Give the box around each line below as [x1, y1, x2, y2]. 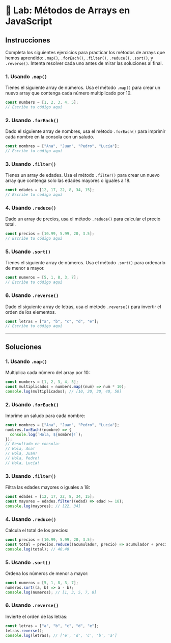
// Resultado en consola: [5, 442, 60, 447]
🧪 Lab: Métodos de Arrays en [5, 5, 130, 16]
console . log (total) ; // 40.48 [5, 546, 70, 552]
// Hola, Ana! [5, 446, 36, 451]
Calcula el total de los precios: [5, 527, 69, 533]
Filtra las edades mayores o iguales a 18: [5, 484, 91, 490]
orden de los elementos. [5, 309, 56, 315]
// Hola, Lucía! [5, 460, 40, 466]
